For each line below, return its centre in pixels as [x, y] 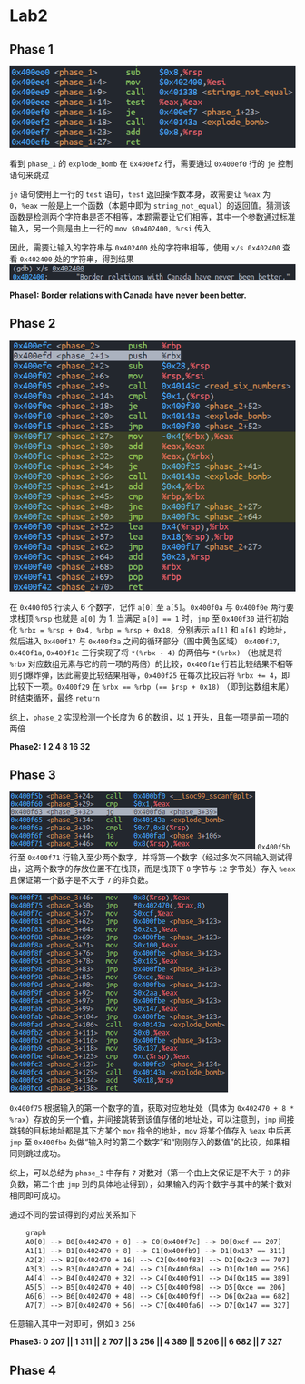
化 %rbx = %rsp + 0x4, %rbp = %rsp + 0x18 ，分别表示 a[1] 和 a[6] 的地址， [150, 629]
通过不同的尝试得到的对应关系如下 [73, 1215]
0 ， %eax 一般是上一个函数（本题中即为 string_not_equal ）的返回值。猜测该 [150, 206]
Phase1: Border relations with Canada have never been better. [128, 295]
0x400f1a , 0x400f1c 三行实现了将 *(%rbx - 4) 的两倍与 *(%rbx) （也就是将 [146, 652]
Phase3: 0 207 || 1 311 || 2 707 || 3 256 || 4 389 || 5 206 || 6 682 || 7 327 [146, 1342]
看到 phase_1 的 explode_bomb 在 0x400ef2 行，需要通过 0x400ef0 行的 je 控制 [152, 163]
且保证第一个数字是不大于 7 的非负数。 [82, 880]
